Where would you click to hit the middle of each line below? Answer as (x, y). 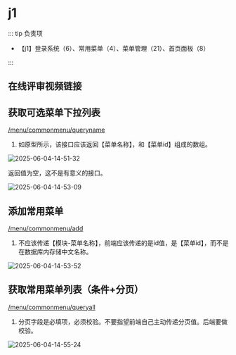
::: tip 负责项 (25, 33)
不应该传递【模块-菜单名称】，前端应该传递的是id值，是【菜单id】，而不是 (123, 243)
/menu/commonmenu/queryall (52, 307)
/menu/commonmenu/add (46, 228)
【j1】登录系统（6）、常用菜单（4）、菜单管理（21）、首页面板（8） (114, 48)
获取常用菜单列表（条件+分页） (76, 290)
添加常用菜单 (36, 211)
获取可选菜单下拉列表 (54, 112)
